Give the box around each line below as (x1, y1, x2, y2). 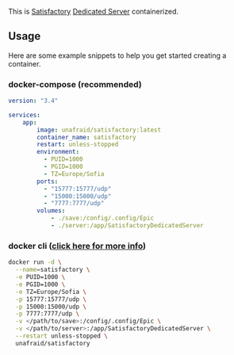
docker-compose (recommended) (8, 78, 143, 90)
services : (8, 111, 41, 119)
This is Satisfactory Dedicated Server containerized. (8, 7, 178, 16)
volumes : (36, 207, 66, 215)
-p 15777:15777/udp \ (15, 295, 87, 303)
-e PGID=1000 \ (15, 281, 66, 288)
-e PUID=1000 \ (15, 273, 66, 281)
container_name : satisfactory (36, 133, 136, 141)
